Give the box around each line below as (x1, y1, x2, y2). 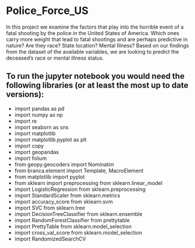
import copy (14, 142, 44, 149)
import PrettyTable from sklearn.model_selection (14, 223, 132, 230)
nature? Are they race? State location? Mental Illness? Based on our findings (6, 42, 189, 49)
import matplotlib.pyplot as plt (14, 136, 87, 143)
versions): (6, 89, 44, 100)
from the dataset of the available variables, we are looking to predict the (6, 48, 179, 55)
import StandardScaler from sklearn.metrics (14, 191, 121, 199)
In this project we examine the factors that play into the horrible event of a (6, 23, 184, 30)
